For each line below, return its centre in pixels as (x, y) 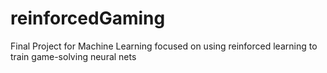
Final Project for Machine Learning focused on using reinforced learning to (164, 46)
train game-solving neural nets (73, 56)
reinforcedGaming (88, 18)
